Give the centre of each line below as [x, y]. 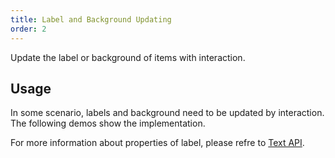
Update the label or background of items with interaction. [128, 57]
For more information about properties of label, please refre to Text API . [157, 143]
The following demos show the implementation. [108, 123]
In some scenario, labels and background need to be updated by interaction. [167, 113]
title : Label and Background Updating [91, 19]
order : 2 [28, 29]
